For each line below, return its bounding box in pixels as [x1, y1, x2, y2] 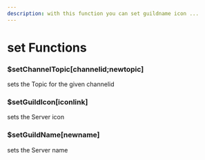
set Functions [7, 39, 88, 55]
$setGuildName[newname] [7, 130, 100, 140]
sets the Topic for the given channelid [7, 80, 115, 88]
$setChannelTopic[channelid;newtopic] [7, 64, 144, 74]
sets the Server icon [7, 113, 64, 121]
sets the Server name [7, 146, 68, 154]
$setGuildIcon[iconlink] [7, 97, 88, 107]
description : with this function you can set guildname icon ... [7, 10, 199, 17]
